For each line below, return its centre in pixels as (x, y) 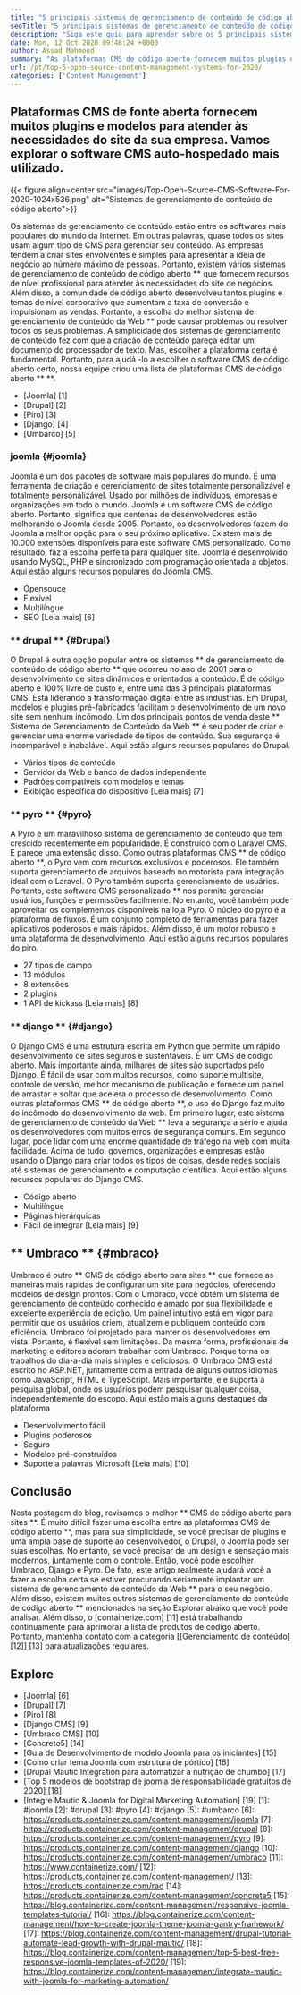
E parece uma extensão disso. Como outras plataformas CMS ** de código (148, 853)
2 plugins (40, 993)
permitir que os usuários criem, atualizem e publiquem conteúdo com (138, 1322)
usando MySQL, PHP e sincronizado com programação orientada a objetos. (149, 561)
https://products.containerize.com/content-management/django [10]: (150, 1848)
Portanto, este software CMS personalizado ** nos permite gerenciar (137, 891)
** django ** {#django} (62, 1027)
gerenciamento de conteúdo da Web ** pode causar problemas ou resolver (149, 321)
